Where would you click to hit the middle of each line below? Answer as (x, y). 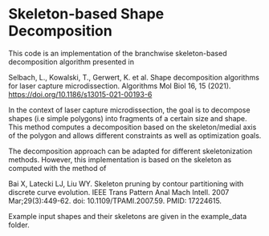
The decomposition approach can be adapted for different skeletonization (130, 151)
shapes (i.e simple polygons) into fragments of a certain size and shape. (128, 118)
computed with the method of (57, 168)
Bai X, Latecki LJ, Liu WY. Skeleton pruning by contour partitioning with (126, 183)
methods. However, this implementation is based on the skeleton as (120, 159)
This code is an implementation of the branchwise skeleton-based (118, 53)
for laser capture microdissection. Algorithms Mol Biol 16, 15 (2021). (120, 86)
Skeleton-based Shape (86, 14)
